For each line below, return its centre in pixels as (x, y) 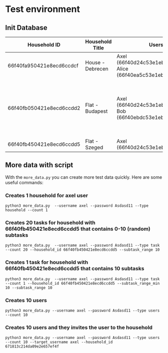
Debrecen (96, 69)
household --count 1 (27, 210)
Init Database (26, 28)
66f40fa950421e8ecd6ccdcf (43, 66)
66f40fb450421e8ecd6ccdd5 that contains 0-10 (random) (78, 229)
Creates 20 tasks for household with (50, 223)
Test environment (42, 9)
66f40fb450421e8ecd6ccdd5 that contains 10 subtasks (75, 269)
